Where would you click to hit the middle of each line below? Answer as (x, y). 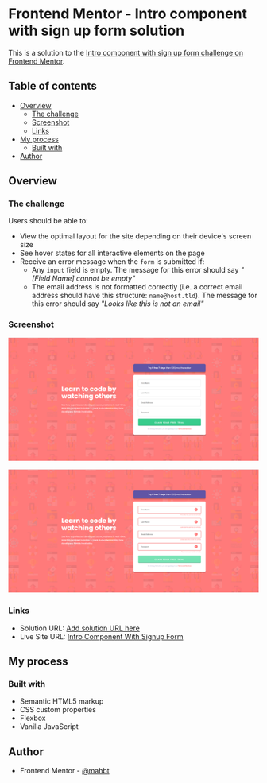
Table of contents (52, 86)
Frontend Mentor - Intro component (128, 14)
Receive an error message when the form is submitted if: (112, 262)
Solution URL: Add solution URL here (80, 628)
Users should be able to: (48, 221)
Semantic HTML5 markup (62, 701)
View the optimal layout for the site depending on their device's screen (135, 236)
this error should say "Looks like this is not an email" (118, 304)
